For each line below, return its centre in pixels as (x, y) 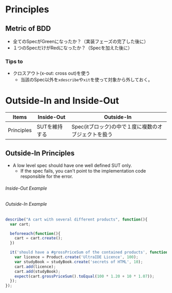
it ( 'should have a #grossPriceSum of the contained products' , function (89, 252)
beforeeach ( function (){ (35, 233)
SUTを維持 (50, 127)
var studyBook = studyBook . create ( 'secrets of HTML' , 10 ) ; (79, 262)
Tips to (14, 61)
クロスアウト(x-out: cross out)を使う (51, 74)
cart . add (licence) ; (35, 267)
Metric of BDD (28, 29)
